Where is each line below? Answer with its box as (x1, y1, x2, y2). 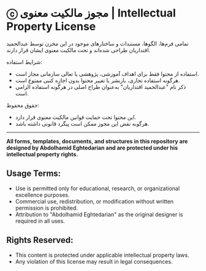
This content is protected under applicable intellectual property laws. (15, 251, 189, 259)
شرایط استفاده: (6, 58, 43, 66)
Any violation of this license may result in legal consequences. (15, 258, 173, 265)
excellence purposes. (15, 191, 70, 199)
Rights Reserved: (6, 235, 74, 245)
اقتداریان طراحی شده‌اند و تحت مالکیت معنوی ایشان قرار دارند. (6, 46, 151, 53)
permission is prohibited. (15, 204, 78, 212)
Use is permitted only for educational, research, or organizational (15, 185, 180, 192)
